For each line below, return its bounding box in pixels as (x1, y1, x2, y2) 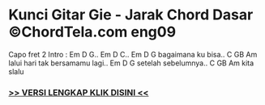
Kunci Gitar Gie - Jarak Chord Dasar (8, 6, 254, 24)
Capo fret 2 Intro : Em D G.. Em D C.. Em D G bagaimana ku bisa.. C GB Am (8, 49, 258, 59)
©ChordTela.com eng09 (8, 23, 177, 41)
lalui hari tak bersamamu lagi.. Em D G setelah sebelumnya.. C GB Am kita (8, 58, 254, 68)
